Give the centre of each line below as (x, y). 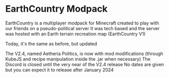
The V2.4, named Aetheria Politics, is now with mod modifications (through (84, 54)
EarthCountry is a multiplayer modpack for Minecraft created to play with (82, 23)
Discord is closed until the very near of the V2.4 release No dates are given (85, 64)
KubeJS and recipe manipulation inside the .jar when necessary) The (78, 59)
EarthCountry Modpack (57, 9)
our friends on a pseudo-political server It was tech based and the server (82, 28)
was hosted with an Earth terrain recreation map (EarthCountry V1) (76, 34)
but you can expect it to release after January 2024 (60, 70)
